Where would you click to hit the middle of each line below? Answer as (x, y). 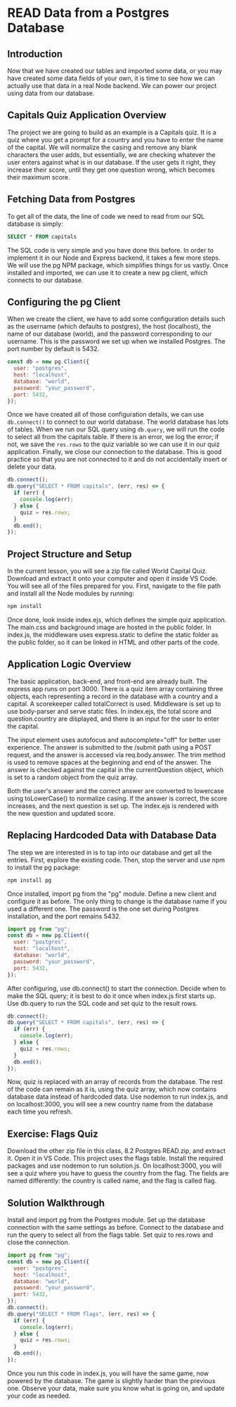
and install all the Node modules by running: (71, 593)
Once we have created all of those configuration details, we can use (106, 415)
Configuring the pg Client (64, 302)
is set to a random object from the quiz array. (73, 777)
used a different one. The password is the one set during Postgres (103, 909)
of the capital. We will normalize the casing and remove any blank (102, 147)
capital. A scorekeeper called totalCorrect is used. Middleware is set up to (114, 703)
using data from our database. (51, 93)
